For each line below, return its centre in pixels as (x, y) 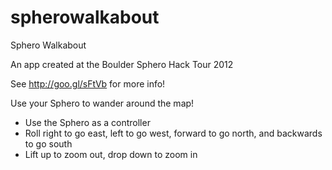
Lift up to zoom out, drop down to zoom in (111, 154)
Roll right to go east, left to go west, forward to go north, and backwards (173, 133)
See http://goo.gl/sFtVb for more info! (88, 83)
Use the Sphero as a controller (87, 122)
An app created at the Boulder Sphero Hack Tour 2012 (122, 64)
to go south (48, 143)
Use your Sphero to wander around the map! (102, 103)
